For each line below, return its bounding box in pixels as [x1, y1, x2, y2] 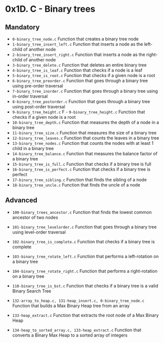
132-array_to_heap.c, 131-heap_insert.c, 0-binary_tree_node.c [12, 298, 145, 303]
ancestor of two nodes [12, 214, 58, 220]
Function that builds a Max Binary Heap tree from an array [12, 303, 130, 309]
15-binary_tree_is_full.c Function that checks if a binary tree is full [12, 161, 151, 167]
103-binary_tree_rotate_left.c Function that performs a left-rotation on [12, 253, 159, 259]
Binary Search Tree [12, 288, 52, 294]
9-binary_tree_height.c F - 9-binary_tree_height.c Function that [12, 109, 145, 115]
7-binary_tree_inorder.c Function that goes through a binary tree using [12, 88, 158, 94]
